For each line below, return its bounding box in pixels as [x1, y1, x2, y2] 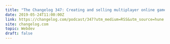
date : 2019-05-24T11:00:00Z [5, 12, 65, 17]
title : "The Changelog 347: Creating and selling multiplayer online [5, 7, 155, 13]
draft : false [5, 31, 33, 36]
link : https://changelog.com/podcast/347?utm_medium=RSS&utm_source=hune [5, 17, 164, 22]
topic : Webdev [5, 26, 35, 31]
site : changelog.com [5, 21, 49, 27]
